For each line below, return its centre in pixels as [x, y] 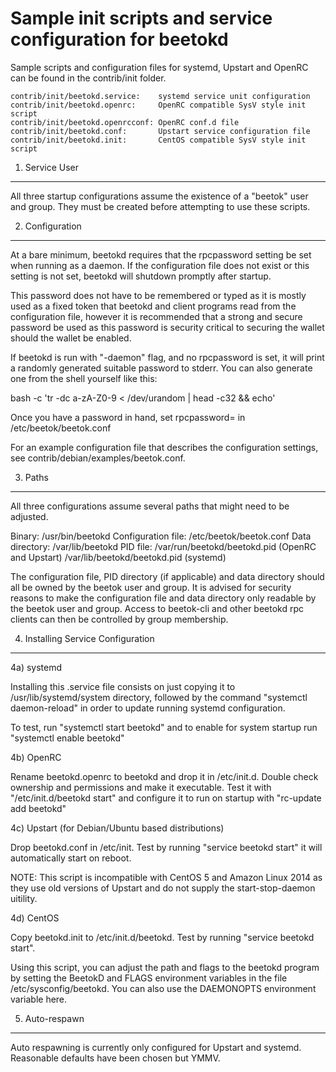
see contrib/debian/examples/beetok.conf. [98, 458]
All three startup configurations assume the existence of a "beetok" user [159, 196]
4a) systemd [36, 667]
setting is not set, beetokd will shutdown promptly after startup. [141, 276]
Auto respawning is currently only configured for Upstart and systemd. [156, 1047]
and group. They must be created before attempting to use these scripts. [160, 206]
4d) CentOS [35, 918]
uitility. [24, 898]
